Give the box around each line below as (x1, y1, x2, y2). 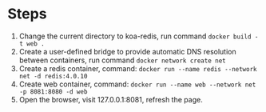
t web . (18, 39, 45, 48)
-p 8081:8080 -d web (18, 87, 88, 96)
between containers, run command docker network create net (18, 55, 226, 65)
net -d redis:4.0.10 (18, 72, 88, 80)
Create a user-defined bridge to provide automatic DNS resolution (18, 46, 236, 56)
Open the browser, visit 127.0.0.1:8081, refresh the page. (18, 94, 203, 104)
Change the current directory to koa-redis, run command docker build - (18, 31, 259, 41)
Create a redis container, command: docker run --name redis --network (18, 63, 257, 73)
